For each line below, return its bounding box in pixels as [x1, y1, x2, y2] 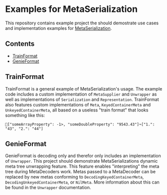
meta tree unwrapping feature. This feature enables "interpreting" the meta [5, 163, 160, 170]
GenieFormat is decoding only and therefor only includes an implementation [5, 153, 161, 159]
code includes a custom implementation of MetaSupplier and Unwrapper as [5, 91, 157, 97]
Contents [5, 40, 35, 48]
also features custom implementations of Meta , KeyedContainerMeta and [5, 101, 151, 107]
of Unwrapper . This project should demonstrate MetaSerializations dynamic [5, 158, 158, 164]
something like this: [5, 112, 45, 118]
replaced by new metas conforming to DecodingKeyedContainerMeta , [5, 174, 144, 180]
